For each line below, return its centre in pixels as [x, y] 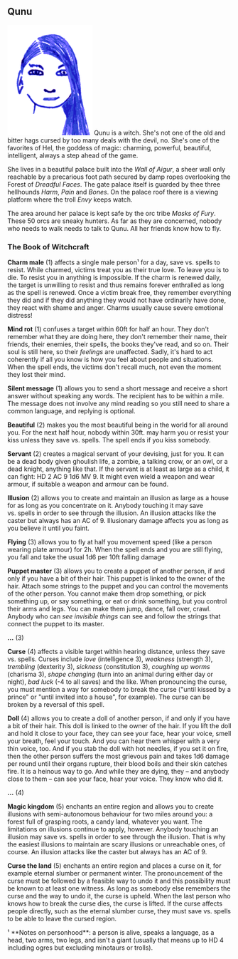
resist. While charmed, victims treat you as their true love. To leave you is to [118, 270]
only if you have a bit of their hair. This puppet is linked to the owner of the [116, 579]
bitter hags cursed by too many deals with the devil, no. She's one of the [114, 140]
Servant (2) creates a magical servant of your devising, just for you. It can [116, 454]
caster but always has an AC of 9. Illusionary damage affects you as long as [118, 521]
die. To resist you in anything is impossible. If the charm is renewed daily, [114, 278]
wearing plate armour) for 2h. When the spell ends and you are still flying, [115, 550]
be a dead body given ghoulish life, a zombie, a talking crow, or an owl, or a [118, 462]
